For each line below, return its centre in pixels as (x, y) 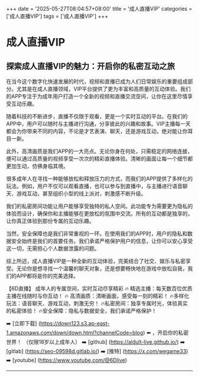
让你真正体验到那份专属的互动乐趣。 (50, 221)
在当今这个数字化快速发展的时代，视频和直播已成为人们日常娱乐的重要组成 (97, 81)
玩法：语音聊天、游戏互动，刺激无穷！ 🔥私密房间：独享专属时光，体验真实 (97, 303)
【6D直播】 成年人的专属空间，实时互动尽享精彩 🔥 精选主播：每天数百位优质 (99, 289)
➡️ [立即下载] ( (23, 323)
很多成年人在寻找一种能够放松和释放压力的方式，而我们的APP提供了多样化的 (99, 179)
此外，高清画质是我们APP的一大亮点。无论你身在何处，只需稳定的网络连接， (99, 151)
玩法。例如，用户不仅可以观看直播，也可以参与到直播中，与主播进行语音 (94, 186)
